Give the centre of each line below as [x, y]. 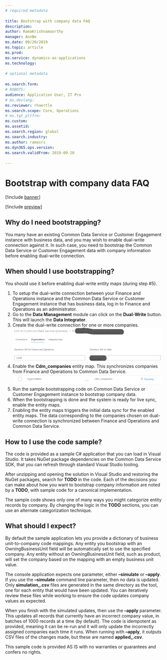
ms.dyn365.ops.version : [30, 147]
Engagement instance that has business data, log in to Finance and [81, 304]
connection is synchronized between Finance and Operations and [92, 421]
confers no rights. [23, 652]
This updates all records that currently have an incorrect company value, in [82, 616]
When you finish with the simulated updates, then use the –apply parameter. [83, 610]
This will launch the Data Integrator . [50, 320]
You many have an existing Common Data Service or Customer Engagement [83, 234]
